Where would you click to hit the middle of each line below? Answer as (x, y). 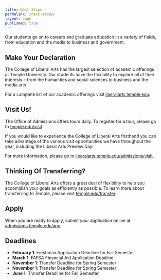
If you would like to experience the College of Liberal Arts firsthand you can (81, 136)
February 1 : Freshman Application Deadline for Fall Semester (73, 253)
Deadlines (21, 241)
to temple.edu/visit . (24, 126)
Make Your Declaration (40, 57)
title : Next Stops (24, 10)
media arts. (16, 85)
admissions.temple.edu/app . (34, 225)
